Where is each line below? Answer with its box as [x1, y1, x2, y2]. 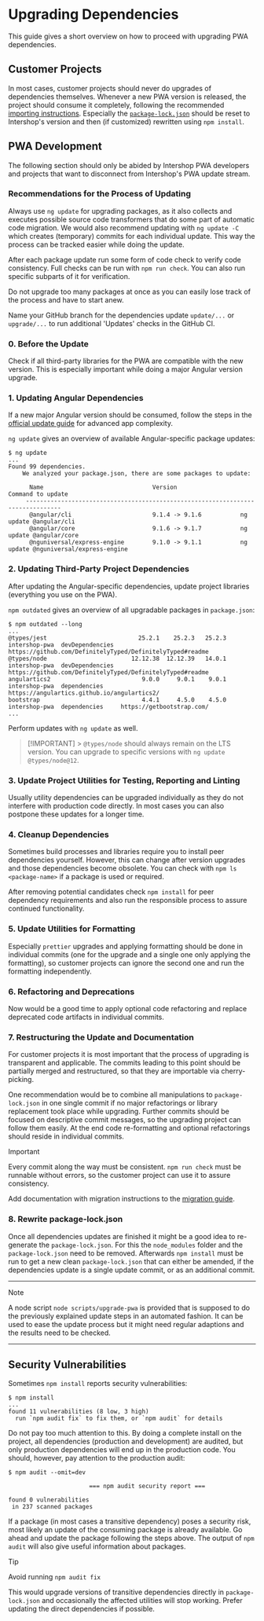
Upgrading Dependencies [8, 6, 179, 24]
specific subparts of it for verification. [8, 271, 130, 281]
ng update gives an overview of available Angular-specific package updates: [8, 434, 255, 443]
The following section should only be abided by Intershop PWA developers [8, 160, 250, 170]
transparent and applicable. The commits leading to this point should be [8, 1058, 241, 1068]
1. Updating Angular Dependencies [8, 393, 144, 404]
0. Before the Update [8, 338, 89, 349]
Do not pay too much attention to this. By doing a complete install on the [8, 1428, 242, 1438]
